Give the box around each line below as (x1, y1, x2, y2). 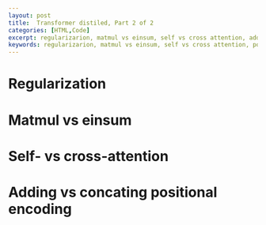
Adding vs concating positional (8, 183, 218, 201)
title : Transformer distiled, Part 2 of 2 (8, 19, 154, 27)
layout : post (8, 11, 51, 20)
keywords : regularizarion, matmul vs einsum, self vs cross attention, (8, 41, 249, 49)
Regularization (8, 75, 107, 93)
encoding (8, 200, 73, 218)
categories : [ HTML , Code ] (8, 26, 90, 34)
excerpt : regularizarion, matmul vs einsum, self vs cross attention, (8, 33, 246, 42)
